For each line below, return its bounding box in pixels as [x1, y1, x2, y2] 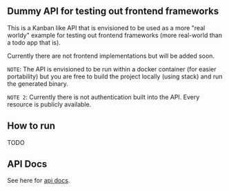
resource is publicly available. [7, 100, 92, 109]
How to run [7, 120, 56, 132]
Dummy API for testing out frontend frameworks [7, 5, 219, 17]
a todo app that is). [7, 38, 61, 47]
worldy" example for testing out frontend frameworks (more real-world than [7, 31, 223, 39]
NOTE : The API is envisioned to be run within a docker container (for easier [7, 65, 217, 73]
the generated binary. [7, 79, 69, 88]
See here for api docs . [7, 177, 70, 185]
